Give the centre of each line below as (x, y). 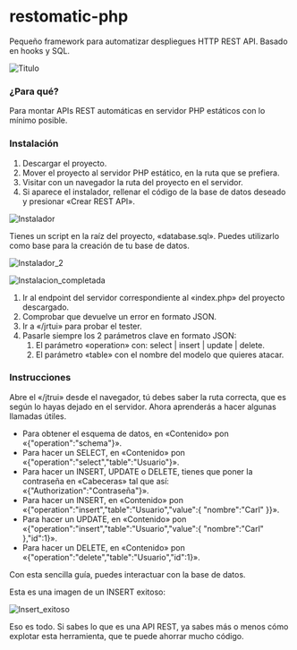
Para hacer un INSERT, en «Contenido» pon (102, 500)
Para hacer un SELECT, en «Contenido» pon (104, 452)
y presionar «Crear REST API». (79, 201)
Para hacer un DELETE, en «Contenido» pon (103, 547)
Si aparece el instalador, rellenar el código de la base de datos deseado (154, 192)
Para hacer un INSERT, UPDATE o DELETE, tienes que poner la (137, 471)
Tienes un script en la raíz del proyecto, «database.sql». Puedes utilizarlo (144, 235)
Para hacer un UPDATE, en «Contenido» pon (104, 519)
